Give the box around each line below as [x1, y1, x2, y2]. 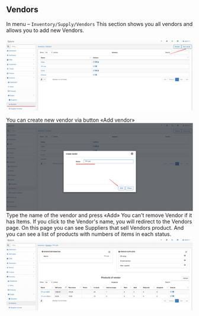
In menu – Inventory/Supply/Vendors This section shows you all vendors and [6, 20, 193, 27]
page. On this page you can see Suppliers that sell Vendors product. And [6, 224, 184, 232]
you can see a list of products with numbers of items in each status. [6, 230, 172, 238]
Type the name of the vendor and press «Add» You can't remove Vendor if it [6, 212, 192, 219]
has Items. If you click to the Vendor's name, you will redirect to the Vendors [6, 218, 192, 225]
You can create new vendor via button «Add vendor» [6, 116, 135, 123]
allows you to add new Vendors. [6, 27, 85, 34]
